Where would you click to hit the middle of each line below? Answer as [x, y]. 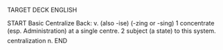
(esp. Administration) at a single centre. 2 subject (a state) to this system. [111, 31]
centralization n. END [37, 41]
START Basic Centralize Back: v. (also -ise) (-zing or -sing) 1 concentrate [111, 23]
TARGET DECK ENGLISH [42, 10]
